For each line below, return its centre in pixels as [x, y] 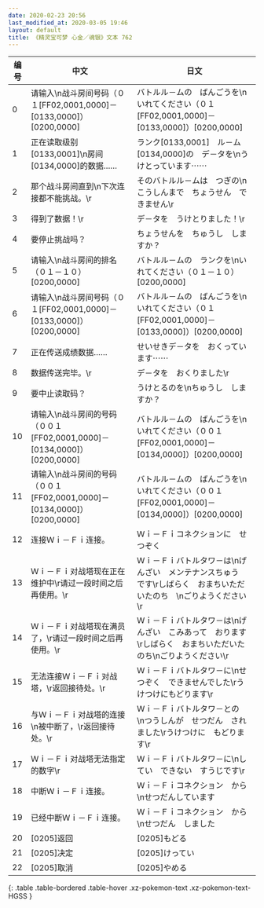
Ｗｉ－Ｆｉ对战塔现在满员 [78, 627]
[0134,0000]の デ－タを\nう [192, 154]
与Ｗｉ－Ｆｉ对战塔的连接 [78, 715]
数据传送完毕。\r [61, 373]
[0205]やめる [161, 868]
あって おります [215, 632]
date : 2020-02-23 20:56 [47, 15]
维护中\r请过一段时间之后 [77, 584]
